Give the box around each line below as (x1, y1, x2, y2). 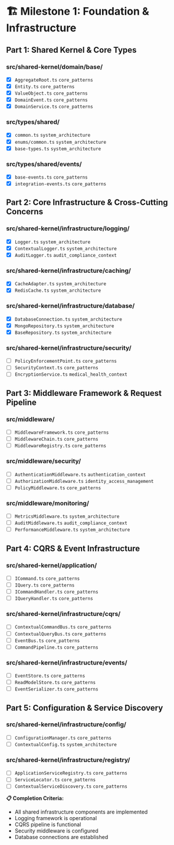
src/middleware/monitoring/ (6, 499, 90, 507)
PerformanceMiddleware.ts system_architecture (14, 527, 130, 533)
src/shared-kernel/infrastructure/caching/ (6, 266, 132, 275)
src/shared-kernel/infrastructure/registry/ (6, 756, 130, 764)
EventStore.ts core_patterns (14, 673, 86, 679)
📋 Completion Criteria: (6, 795, 64, 802)
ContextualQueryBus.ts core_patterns (14, 631, 107, 637)
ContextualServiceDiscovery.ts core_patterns (14, 783, 128, 790)
